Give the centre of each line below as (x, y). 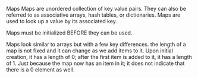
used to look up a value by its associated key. (62, 21)
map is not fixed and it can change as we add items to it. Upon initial (90, 51)
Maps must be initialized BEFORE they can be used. (69, 33)
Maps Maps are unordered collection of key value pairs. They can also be (96, 9)
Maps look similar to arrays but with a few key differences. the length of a (96, 44)
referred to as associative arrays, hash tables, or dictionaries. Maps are (93, 15)
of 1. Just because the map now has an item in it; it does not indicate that (95, 63)
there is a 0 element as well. (40, 70)
